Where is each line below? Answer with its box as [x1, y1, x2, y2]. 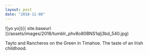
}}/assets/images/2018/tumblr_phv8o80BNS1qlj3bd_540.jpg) [5, 30, 129, 36]
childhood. [5, 45, 27, 51]
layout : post [5, 7, 32, 12]
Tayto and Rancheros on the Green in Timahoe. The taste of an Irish [5, 40, 144, 46]
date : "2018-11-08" [5, 12, 46, 17]
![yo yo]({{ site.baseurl [5, 25, 51, 31]
